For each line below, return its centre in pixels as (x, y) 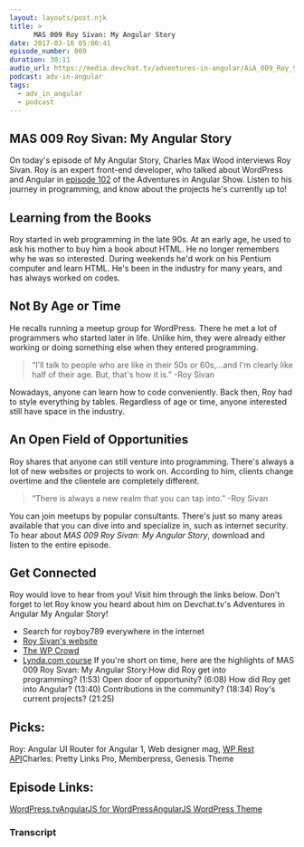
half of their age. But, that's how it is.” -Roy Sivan (123, 374)
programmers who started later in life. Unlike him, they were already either (148, 338)
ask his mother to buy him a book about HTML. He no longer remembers (144, 249)
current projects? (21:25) (68, 699)
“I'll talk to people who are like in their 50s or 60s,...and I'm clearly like (162, 365)
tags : (19, 85)
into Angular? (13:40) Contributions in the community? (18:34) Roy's (149, 690)
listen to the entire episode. (60, 545)
